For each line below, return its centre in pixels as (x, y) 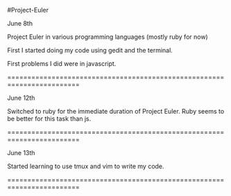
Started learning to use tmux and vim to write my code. (86, 166)
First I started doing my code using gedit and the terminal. (90, 50)
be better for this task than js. (49, 118)
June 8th (20, 23)
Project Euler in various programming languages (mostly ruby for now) (108, 37)
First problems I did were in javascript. (62, 64)
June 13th (21, 153)
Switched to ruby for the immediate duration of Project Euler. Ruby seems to (116, 111)
